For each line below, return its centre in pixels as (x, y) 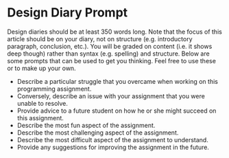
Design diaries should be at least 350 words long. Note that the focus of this (115, 32)
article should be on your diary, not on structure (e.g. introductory (100, 38)
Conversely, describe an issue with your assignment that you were (111, 96)
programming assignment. (54, 89)
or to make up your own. (42, 68)
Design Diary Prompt (68, 13)
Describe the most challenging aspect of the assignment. (98, 133)
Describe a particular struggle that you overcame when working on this (117, 81)
